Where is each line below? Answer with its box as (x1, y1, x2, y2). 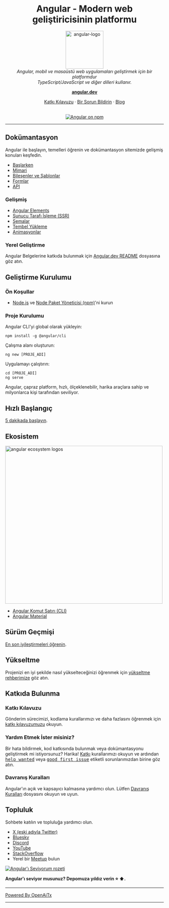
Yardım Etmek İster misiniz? (5, 734, 74, 741)
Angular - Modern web (36, 3, 133, 15)
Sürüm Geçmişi (5, 628, 54, 637)
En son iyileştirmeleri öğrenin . (5, 641, 67, 647)
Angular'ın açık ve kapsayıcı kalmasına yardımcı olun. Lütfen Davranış (5, 785, 149, 791)
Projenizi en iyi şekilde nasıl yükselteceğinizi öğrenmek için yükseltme (5, 669, 150, 675)
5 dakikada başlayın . (5, 417, 48, 423)
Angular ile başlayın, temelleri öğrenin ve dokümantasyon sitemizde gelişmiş (5, 147, 163, 153)
